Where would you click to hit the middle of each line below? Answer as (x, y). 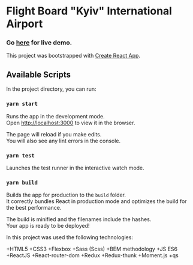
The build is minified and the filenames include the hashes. (79, 219)
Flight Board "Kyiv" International (89, 11)
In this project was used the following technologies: (70, 237)
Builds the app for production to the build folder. (66, 195)
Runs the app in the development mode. (55, 116)
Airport (25, 24)
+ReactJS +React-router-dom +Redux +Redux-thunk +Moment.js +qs (92, 255)
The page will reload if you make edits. (54, 134)
